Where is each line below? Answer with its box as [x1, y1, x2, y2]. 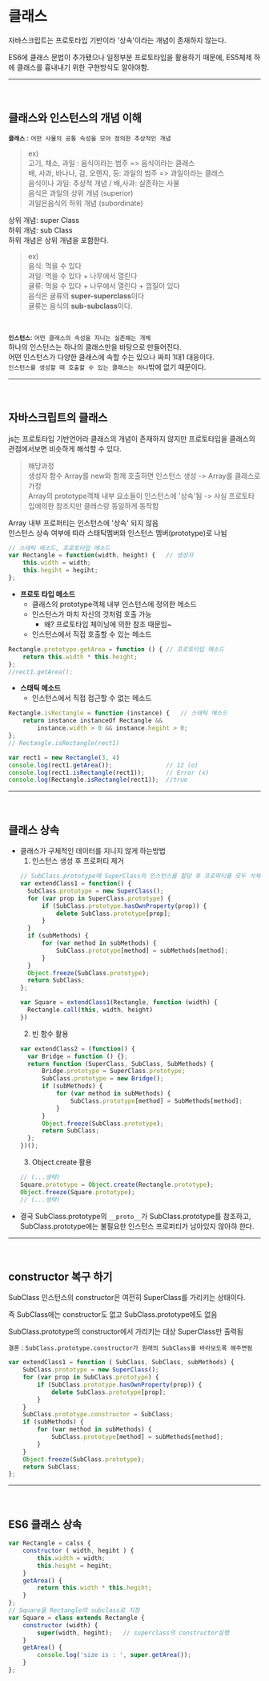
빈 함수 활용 [31, 1028, 69, 1039]
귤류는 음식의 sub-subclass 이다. [27, 301, 133, 310]
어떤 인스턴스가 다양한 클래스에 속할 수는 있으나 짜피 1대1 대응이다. [8, 352, 215, 362]
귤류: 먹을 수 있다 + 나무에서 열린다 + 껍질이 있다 [27, 281, 180, 290]
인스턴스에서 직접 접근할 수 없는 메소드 [31, 693, 152, 703]
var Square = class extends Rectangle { [8, 1614, 146, 1622]
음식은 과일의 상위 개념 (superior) [27, 188, 134, 197]
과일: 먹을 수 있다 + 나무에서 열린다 [27, 270, 138, 281]
